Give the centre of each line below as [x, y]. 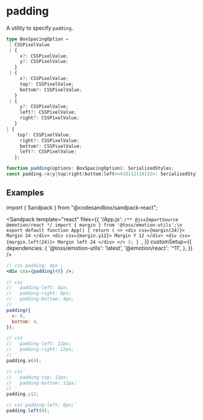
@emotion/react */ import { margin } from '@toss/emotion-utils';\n [94, 225]
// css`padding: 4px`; [35, 265]
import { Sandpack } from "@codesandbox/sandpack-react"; [82, 207]
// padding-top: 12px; [37, 377]
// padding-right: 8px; [39, 293]
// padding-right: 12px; [40, 350]
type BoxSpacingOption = [37, 39]
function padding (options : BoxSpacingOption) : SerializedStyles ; [90, 168]
